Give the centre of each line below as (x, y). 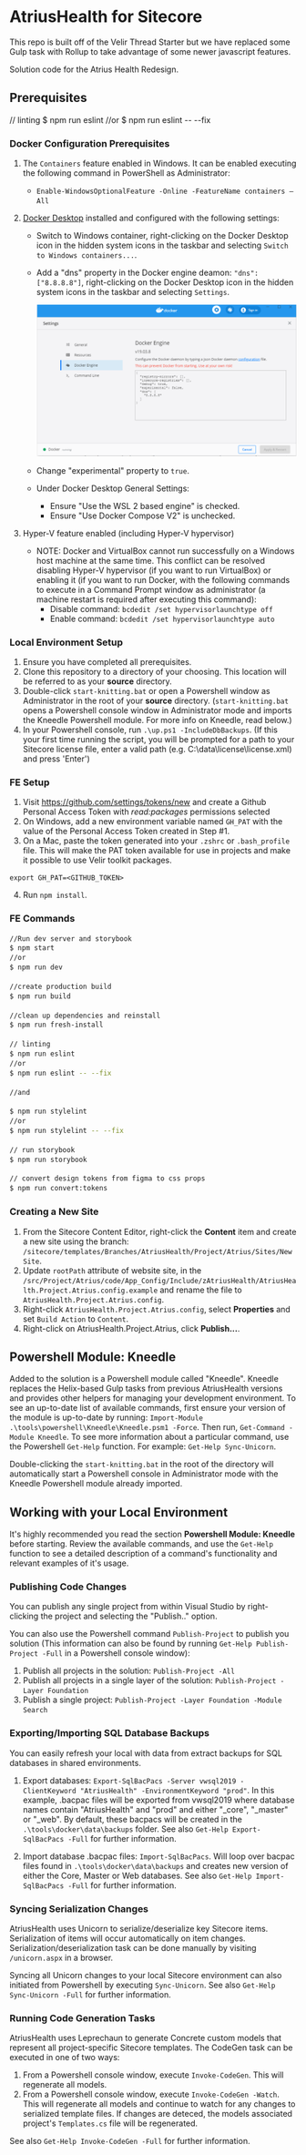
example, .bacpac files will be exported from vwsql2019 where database (158, 1800)
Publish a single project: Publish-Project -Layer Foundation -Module (152, 1700)
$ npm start (32, 948)
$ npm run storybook (49, 1159)
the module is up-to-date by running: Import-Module (106, 1417)
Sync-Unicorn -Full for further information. (90, 1995)
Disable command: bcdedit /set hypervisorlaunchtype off (161, 608)
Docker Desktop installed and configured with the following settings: (151, 218)
